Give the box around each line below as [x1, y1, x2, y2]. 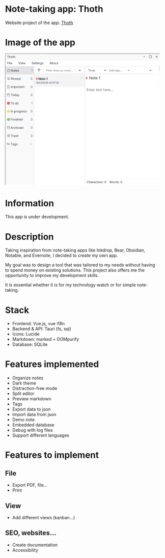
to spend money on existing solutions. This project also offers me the [5, 267, 145, 273]
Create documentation [12, 542, 58, 548]
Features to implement [5, 449, 99, 461]
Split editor [12, 391, 34, 396]
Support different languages [12, 432, 70, 438]
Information [5, 197, 54, 209]
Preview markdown [12, 396, 52, 402]
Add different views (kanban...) [12, 515, 75, 521]
